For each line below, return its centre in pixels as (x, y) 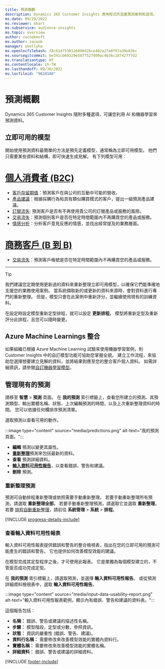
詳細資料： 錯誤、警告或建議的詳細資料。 (54, 652)
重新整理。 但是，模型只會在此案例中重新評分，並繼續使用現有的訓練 (83, 296)
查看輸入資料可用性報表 (33, 533)
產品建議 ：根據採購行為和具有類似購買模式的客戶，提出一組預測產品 (81, 199)
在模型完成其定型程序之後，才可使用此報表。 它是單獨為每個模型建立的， (79, 561)
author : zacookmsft (25, 37)
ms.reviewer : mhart (25, 23)
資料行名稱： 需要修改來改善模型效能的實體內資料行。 (67, 639)
